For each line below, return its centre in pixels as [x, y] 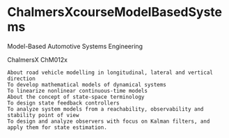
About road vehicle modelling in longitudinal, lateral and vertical [110, 72]
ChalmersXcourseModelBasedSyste [115, 12]
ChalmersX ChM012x [38, 59]
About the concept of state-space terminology [76, 97]
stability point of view [43, 115]
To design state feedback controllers [63, 103]
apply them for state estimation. [57, 127]
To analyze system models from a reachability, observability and [105, 109]
